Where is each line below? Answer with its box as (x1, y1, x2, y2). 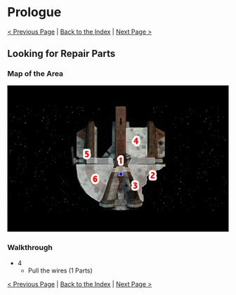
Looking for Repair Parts (7, 48, 116, 60)
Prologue (7, 4, 62, 20)
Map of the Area (7, 69, 64, 79)
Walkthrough (7, 243, 53, 253)
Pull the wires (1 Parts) (27, 266, 93, 275)
